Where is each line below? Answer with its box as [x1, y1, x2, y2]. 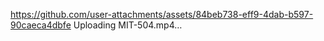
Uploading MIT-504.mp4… [73, 19, 183, 31]
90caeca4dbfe [10, 19, 72, 31]
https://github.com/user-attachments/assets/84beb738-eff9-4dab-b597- [10, 9, 314, 20]
